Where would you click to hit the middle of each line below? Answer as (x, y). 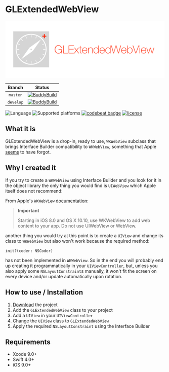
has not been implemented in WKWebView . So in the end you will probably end (84, 260)
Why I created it (31, 168)
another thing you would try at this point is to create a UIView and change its (84, 235)
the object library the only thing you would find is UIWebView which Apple (80, 185)
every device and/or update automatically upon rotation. (64, 276)
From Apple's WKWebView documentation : (47, 201)
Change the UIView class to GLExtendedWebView (61, 321)
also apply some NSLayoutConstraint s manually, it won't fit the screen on (81, 271)
